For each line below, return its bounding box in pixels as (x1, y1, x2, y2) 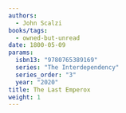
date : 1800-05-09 (8, 41, 66, 49)
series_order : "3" (15, 71, 77, 79)
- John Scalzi (15, 19, 62, 27)
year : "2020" (15, 78, 59, 86)
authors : (8, 11, 37, 20)
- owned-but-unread (15, 33, 81, 42)
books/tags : (8, 26, 48, 34)
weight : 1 (8, 93, 41, 101)
